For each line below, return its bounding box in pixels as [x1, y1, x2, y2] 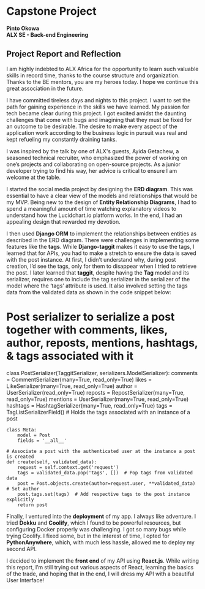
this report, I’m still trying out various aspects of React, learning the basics [6, 563, 194, 571]
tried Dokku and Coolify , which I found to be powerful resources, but [6, 519, 181, 526]
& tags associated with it [6, 349, 133, 363]
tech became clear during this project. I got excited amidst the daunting [6, 109, 187, 117]
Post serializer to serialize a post [6, 310, 175, 324]
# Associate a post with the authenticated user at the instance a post [6, 448, 196, 454]
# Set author [6, 485, 40, 492]
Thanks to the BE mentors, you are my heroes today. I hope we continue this [6, 78, 199, 85]
